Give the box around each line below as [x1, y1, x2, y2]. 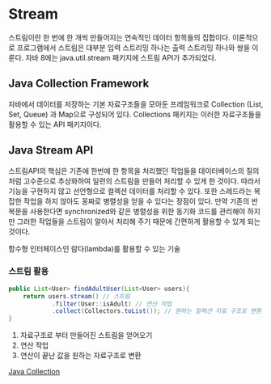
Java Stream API [8, 143, 94, 158]
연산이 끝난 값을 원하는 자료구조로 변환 [19, 351, 142, 361]
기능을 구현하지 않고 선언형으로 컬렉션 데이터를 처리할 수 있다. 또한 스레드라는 [8, 186, 252, 196]
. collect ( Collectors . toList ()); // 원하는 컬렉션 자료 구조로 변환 [51, 307, 262, 315]
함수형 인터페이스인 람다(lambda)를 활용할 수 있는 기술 [8, 243, 180, 253]
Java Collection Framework [8, 77, 150, 91]
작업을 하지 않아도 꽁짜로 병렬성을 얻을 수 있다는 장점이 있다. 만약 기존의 [23, 196, 250, 206]
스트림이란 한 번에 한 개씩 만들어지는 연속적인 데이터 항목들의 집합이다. [8, 32, 231, 42]
